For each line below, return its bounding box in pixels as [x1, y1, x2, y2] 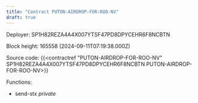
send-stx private [14, 90, 56, 97]
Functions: [6, 78, 32, 86]
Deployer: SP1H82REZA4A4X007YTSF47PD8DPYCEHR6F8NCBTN [6, 31, 170, 38]
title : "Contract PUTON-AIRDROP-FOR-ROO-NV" [6, 8, 119, 15]
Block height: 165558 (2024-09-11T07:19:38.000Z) [6, 43, 130, 50]
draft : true [6, 14, 36, 20]
